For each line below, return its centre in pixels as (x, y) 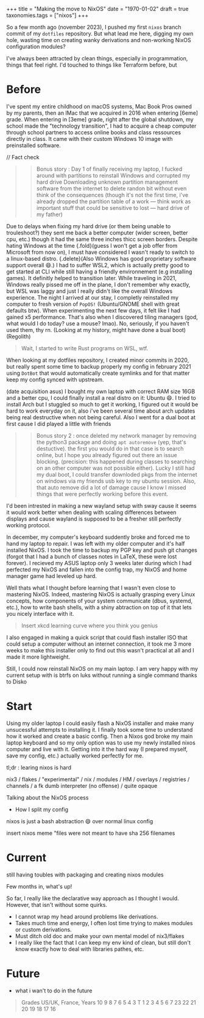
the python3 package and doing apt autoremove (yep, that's (111, 442)
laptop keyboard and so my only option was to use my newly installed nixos (101, 742)
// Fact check (23, 157)
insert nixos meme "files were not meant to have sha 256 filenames (91, 833)
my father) (49, 214)
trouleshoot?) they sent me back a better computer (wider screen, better (97, 233)
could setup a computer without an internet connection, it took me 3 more (99, 644)
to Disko (17, 681)
